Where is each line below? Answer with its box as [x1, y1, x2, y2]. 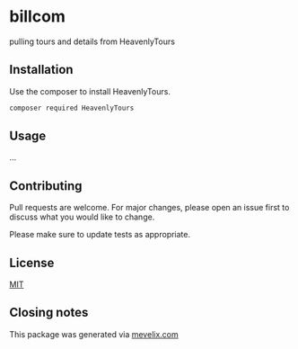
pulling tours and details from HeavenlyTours [9, 36, 175, 47]
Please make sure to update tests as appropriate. [9, 229, 191, 240]
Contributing [9, 178, 83, 193]
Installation [9, 62, 74, 77]
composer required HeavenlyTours [9, 103, 135, 112]
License [9, 255, 55, 271]
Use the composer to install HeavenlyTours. [9, 85, 171, 96]
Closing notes [9, 305, 89, 320]
